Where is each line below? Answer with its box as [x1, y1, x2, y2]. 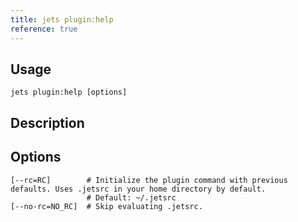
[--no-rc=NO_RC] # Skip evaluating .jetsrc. [10, 201, 203, 211]
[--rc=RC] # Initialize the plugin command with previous [10, 175, 288, 185]
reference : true [10, 24, 78, 34]
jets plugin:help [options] [10, 87, 128, 98]
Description [10, 114, 85, 131]
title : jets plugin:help [10, 14, 114, 25]
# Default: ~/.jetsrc [86, 192, 177, 203]
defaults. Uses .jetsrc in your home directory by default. [10, 184, 267, 194]
